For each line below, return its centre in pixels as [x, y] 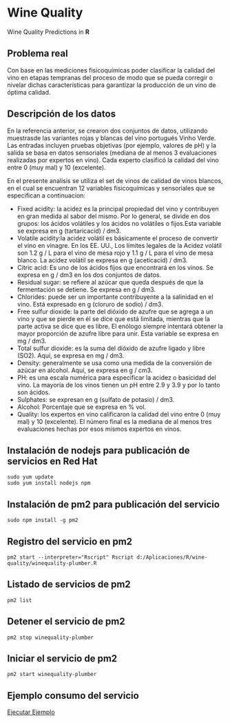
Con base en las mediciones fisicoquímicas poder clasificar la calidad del [111, 70]
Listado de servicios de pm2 [69, 585]
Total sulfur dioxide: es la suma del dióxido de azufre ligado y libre [111, 348]
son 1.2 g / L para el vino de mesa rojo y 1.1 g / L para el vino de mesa [115, 253]
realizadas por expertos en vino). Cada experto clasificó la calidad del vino [113, 160]
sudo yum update [30, 477]
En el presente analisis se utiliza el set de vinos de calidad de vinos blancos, [115, 180]
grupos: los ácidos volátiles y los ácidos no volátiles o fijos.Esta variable [119, 223]
